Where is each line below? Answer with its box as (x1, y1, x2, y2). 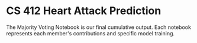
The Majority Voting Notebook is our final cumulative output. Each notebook (6, 24, 191, 31)
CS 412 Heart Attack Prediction (6, 4, 162, 18)
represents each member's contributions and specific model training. (6, 29, 175, 37)
